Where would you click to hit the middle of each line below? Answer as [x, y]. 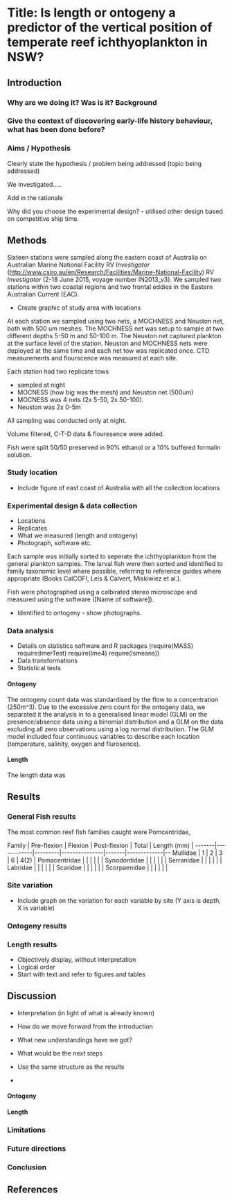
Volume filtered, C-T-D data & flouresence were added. [86, 434]
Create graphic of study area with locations [79, 308]
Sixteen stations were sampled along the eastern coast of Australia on [107, 257]
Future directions [37, 1149]
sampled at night [41, 385]
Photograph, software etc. [54, 543]
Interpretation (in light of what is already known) [86, 1012]
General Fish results [42, 817]
